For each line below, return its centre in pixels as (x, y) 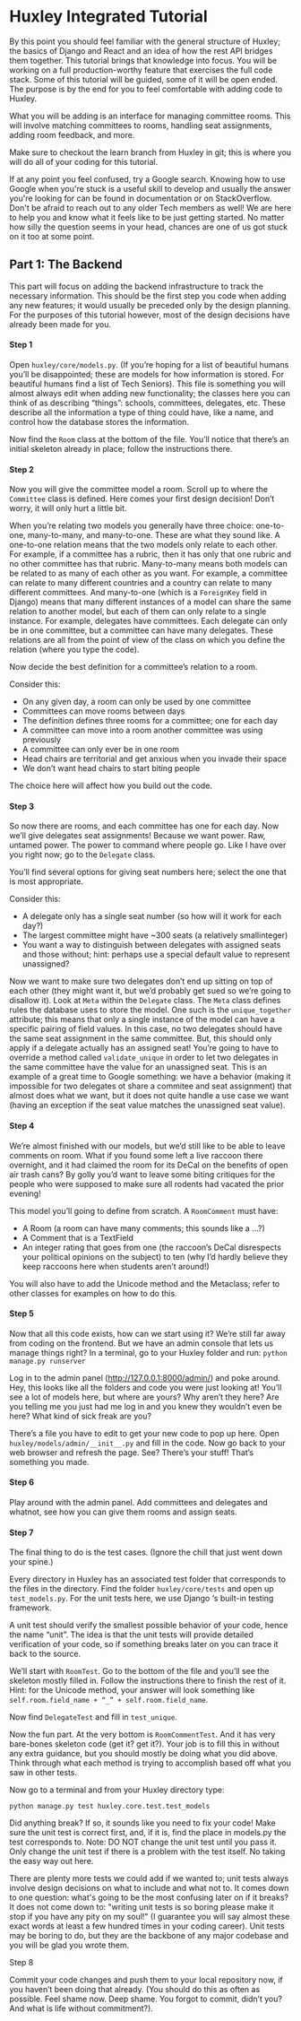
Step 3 (21, 806)
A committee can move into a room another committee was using (142, 730)
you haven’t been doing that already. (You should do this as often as (135, 1990)
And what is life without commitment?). (82, 2008)
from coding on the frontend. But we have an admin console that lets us (142, 1343)
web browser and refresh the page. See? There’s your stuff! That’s (131, 1452)
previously (41, 740)
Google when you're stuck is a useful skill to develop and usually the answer (150, 188)
